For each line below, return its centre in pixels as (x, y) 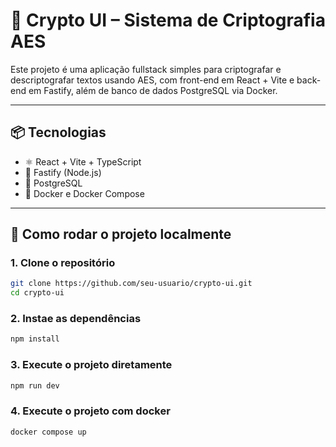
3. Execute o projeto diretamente (91, 365)
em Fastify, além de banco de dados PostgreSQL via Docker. (153, 90)
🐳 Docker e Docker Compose (84, 193)
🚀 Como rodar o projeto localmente (121, 234)
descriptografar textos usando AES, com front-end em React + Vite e (152, 80)
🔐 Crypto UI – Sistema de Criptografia (168, 20)
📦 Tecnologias (58, 132)
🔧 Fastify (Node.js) (63, 172)
